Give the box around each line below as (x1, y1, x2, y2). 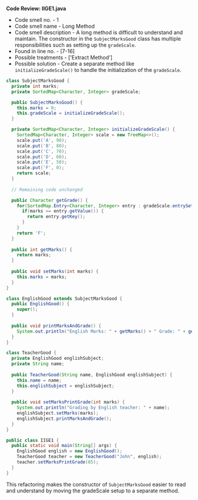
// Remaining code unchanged (11, 187, 83, 193)
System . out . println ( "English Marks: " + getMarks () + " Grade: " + (16, 328, 186, 335)
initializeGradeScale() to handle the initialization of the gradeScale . (14, 67, 181, 73)
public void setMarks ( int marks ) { (11, 269, 99, 274)
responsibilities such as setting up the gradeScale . (14, 41, 136, 48)
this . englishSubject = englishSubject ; (16, 383, 115, 389)
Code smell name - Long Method (14, 23, 95, 29)
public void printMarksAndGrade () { (11, 323, 101, 329)
